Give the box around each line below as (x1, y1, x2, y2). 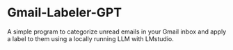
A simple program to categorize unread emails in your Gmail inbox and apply (7, 27, 227, 36)
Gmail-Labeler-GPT (7, 5, 122, 21)
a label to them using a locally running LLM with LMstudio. (7, 34, 174, 42)
